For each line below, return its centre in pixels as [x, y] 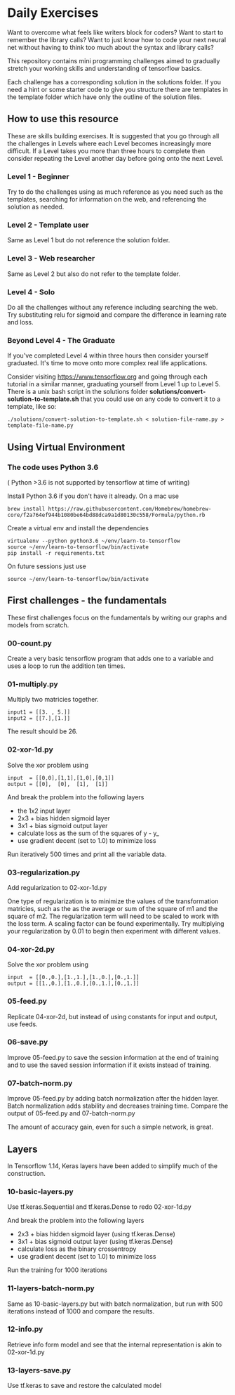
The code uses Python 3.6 [53, 467]
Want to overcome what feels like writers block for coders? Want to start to [115, 32]
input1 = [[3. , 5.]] [39, 712]
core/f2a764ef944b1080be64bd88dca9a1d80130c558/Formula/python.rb [106, 515]
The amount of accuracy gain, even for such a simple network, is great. [110, 1127]
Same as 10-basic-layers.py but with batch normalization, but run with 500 [115, 1304]
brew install [26, 509]
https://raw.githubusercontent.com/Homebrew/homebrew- [130, 509]
